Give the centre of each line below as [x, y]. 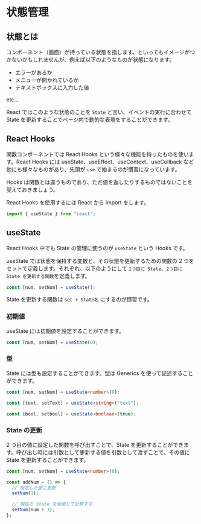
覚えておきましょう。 [33, 189]
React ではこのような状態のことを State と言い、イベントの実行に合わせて [99, 112]
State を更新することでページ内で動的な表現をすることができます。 [90, 119]
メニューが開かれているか [47, 80]
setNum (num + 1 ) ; [33, 510]
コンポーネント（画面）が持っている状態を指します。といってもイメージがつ [101, 52]
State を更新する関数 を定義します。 [48, 276]
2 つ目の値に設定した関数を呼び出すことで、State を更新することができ [95, 444]
